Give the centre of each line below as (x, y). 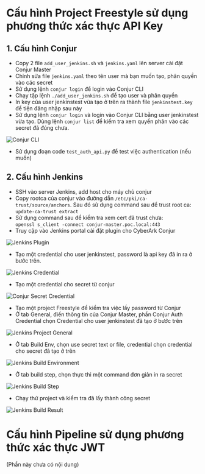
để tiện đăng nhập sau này (49, 108)
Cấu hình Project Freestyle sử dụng (97, 13)
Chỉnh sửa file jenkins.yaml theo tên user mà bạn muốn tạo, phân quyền (106, 76)
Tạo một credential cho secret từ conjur (65, 284)
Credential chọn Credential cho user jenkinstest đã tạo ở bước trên (99, 320)
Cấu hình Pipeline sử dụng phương (95, 434)
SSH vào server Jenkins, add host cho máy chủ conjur (84, 191)
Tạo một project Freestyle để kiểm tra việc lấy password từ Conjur (98, 308)
